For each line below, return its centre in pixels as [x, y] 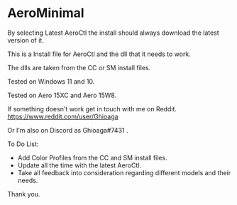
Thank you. [24, 194]
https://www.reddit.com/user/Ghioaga [63, 116]
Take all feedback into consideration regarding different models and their [124, 172]
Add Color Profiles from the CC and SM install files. [93, 157]
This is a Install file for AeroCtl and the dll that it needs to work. [99, 54]
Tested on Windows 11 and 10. [51, 81]
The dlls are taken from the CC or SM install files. [79, 67]
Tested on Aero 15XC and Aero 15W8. [62, 95]
